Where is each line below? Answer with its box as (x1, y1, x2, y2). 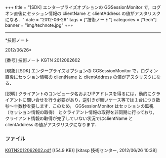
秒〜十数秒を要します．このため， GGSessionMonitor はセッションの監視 (5, 103, 154, 109)
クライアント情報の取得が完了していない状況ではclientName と (5, 115, 133, 121)
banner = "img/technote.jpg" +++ (5, 22, 74, 28)
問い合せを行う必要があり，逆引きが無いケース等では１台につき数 (26, 97, 161, 103)
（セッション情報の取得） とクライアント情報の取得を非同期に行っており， (5, 109, 157, 115)
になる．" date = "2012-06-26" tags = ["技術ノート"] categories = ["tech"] (5, 17, 157, 22)
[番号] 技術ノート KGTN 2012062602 (5, 57, 81, 63)
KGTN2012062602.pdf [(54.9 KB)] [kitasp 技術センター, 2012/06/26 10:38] (5, 148, 157, 154)
